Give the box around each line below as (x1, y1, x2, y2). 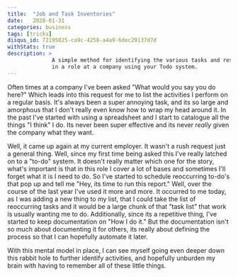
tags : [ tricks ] (7, 30, 52, 38)
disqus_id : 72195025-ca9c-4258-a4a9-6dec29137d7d (7, 37, 157, 44)
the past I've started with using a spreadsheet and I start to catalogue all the (7, 113, 230, 121)
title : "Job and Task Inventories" (7, 10, 115, 18)
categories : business (7, 23, 72, 31)
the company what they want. (7, 128, 94, 136)
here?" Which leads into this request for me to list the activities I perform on (7, 90, 228, 99)
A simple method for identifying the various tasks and (52, 57, 220, 64)
